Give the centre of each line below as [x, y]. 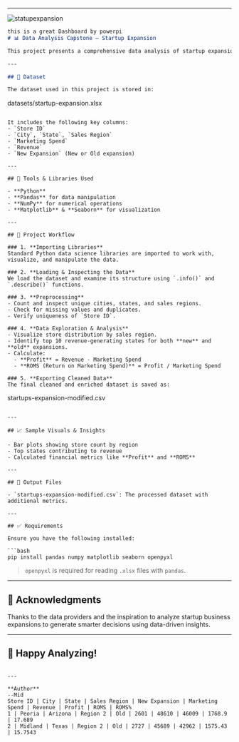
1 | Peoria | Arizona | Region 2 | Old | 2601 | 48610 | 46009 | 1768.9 [117, 713]
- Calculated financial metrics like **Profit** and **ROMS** [101, 457]
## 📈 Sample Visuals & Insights [56, 431]
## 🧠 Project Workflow [41, 235]
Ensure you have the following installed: [71, 539]
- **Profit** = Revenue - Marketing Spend [78, 360]
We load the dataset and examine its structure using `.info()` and [111, 279]
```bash [19, 551]
